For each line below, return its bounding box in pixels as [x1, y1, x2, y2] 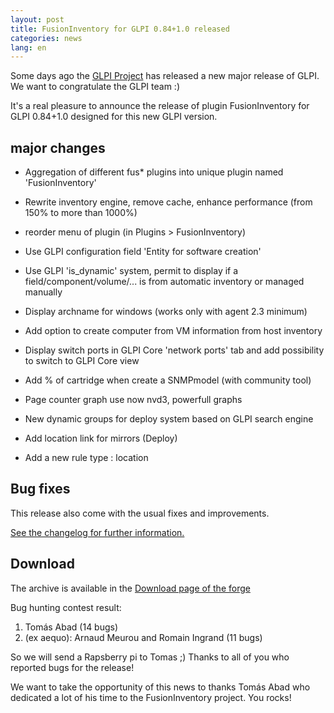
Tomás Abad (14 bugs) [24, 621, 119, 633]
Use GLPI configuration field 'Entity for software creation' [24, 246, 262, 258]
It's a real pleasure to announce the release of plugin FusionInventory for [10, 100, 310, 112]
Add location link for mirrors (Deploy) [24, 432, 178, 445]
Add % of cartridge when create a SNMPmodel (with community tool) [24, 374, 312, 386]
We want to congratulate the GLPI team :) [10, 81, 181, 93]
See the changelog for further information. [10, 526, 185, 538]
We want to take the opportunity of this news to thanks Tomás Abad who [10, 681, 311, 693]
